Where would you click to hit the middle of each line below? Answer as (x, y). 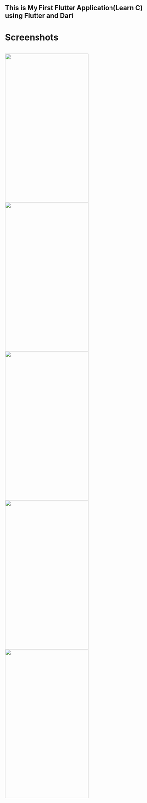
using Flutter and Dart (39, 16)
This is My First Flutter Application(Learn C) (74, 8)
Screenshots (32, 37)
